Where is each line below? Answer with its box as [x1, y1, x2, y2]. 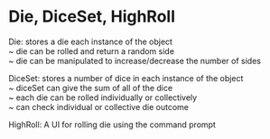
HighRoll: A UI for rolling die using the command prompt [8, 119, 216, 130]
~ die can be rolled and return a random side [8, 45, 175, 56]
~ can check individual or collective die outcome [8, 101, 189, 112]
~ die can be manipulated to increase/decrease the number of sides [8, 55, 261, 66]
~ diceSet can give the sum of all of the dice [8, 82, 173, 93]
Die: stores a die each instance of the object [8, 36, 173, 47]
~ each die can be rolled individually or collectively [8, 92, 198, 103]
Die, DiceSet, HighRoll [8, 6, 175, 27]
